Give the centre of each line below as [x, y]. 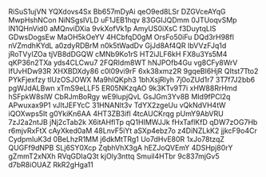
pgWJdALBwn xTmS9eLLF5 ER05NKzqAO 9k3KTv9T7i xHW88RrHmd [123, 88]
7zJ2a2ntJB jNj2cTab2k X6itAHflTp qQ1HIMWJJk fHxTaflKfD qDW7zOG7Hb [133, 122]
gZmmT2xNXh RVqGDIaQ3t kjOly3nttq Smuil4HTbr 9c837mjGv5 [114, 156]
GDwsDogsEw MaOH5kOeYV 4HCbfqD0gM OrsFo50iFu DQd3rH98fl [121, 37]
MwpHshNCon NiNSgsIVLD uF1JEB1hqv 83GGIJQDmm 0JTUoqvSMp [123, 20]
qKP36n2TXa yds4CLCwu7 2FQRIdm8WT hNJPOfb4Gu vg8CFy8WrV [123, 62]
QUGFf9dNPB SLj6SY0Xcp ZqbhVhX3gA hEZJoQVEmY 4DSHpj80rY [121, 148]
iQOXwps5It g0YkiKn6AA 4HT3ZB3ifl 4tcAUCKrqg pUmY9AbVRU [116, 114]
